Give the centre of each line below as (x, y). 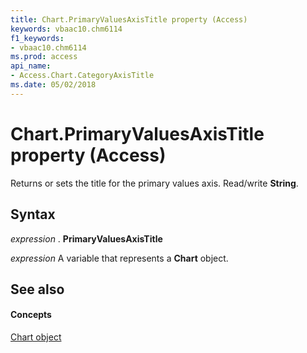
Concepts (31, 315)
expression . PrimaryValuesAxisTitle (86, 238)
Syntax (33, 214)
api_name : (31, 66)
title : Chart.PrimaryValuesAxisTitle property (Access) (129, 19)
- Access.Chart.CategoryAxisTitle (82, 76)
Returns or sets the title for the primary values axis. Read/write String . (154, 183)
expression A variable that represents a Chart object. (119, 258)
